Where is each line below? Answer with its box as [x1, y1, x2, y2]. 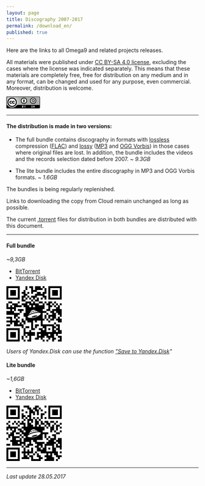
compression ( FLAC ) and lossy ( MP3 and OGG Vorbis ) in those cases [15, 142, 190, 150]
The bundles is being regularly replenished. [6, 186, 116, 193]
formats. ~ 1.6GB [15, 174, 58, 181]
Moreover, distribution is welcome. [6, 84, 93, 92]
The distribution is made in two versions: [6, 122, 112, 129]
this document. [6, 222, 45, 230]
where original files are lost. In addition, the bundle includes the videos [15, 149, 193, 156]
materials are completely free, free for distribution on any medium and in [6, 71, 189, 79]
